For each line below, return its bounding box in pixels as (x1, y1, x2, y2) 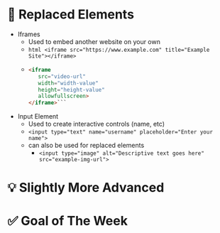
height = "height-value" (38, 86, 105, 93)
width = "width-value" (38, 80, 99, 87)
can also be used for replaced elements (28, 141, 145, 150)
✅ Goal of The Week (7, 212, 128, 229)
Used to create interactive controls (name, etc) (28, 120, 165, 129)
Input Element (17, 112, 59, 121)
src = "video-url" (38, 72, 87, 80)
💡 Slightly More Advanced (7, 180, 165, 196)
